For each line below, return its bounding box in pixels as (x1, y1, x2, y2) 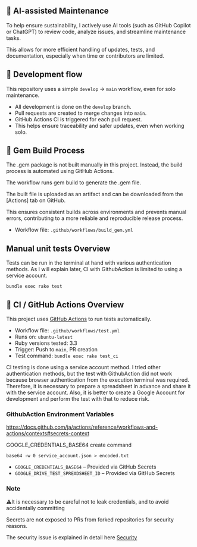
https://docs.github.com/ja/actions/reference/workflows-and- (6, 423, 158, 431)
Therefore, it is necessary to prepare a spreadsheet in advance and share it (6, 383, 191, 390)
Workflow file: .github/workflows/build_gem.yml (14, 227, 133, 234)
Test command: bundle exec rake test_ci (14, 352, 119, 360)
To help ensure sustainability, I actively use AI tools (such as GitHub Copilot (6, 21, 192, 29)
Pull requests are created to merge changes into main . (14, 109, 147, 117)
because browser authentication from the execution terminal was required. (6, 376, 189, 383)
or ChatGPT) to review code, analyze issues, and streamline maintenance (6, 28, 186, 35)
